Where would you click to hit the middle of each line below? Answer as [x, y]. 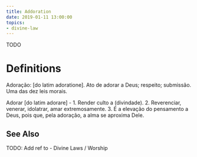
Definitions [34, 69]
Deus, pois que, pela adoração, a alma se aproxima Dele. [75, 115]
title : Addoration [29, 12]
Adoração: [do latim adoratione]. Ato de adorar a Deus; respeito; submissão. [99, 85]
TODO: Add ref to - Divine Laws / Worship [57, 148]
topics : [16, 22]
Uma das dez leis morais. [37, 91]
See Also [23, 134]
